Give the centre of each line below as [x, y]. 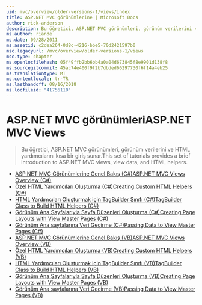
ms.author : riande [29, 34]
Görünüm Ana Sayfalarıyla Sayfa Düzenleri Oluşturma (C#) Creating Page [105, 212]
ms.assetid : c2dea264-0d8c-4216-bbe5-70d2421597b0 [71, 46]
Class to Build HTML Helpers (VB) [57, 270]
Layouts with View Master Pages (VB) [62, 282]
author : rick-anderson [35, 23]
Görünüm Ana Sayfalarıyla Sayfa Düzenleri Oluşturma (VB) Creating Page [105, 276]
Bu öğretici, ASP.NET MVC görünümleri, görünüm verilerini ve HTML [106, 149]
